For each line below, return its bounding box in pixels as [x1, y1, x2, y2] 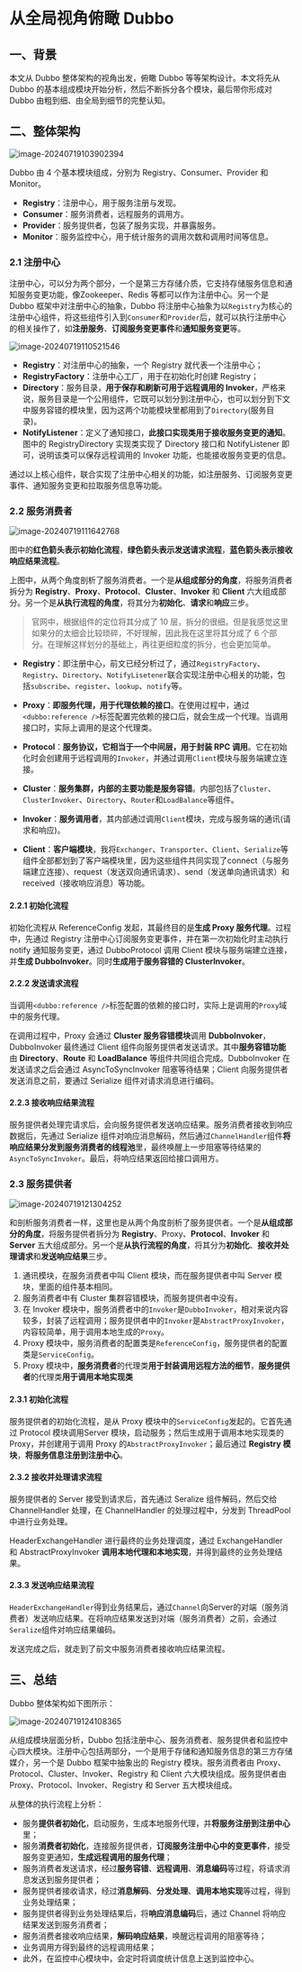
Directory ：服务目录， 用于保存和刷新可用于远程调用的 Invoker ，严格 [22, 382, 279, 393]
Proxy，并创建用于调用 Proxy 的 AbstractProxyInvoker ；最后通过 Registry [9, 1438, 281, 1449]
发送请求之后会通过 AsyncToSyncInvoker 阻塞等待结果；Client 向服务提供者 [9, 1064, 289, 1075]
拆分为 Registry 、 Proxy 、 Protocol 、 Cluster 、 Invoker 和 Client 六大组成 [9, 586, 279, 597]
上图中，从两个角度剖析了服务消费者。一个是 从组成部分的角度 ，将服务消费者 [9, 575, 293, 586]
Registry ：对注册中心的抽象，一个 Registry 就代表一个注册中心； [22, 359, 263, 370]
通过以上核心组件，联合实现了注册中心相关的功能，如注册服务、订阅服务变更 [9, 469, 293, 480]
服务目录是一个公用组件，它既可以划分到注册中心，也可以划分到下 [38, 394, 283, 404]
